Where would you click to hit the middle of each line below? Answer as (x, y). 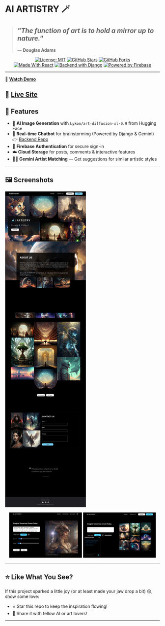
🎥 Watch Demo (21, 79)
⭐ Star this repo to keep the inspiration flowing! (60, 606)
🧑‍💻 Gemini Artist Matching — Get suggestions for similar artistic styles (84, 159)
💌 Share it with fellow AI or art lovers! (50, 613)
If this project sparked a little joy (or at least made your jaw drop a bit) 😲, (79, 591)
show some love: (22, 596)
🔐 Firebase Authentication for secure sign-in (58, 147)
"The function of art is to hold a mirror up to (85, 30)
